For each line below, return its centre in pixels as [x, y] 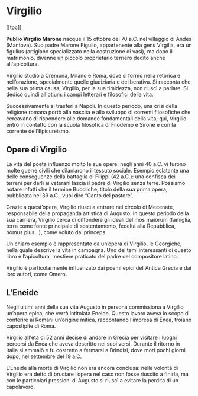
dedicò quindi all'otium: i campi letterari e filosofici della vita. [80, 94]
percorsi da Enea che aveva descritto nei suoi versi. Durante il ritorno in [93, 344]
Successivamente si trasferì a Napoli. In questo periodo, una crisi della [92, 106]
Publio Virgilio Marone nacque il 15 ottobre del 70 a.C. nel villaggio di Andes [99, 39]
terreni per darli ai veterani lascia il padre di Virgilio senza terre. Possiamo [96, 183]
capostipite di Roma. [31, 326]
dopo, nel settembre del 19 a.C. [44, 356]
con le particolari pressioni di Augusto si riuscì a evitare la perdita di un [92, 380]
